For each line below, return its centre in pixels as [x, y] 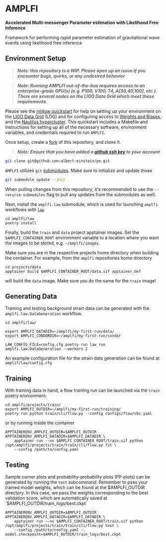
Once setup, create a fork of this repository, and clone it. [63, 142]
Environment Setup [36, 59]
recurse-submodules [25, 195]
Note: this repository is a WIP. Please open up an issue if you [81, 70]
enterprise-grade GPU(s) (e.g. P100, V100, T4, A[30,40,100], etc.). [87, 91]
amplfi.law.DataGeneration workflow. [43, 314]
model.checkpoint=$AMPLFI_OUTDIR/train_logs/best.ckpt [63, 534]
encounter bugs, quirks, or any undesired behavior [71, 76]
